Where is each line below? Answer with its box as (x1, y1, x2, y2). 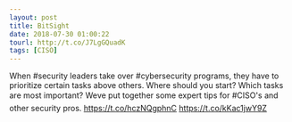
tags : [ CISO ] (9, 46, 58, 55)
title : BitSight (9, 21, 70, 30)
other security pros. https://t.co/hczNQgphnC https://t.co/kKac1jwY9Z (9, 103, 268, 114)
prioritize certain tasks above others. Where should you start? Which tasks (9, 80, 284, 91)
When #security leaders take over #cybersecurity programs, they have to (9, 70, 279, 81)
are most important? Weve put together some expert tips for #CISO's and (9, 90, 279, 101)
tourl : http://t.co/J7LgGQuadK (9, 37, 126, 47)
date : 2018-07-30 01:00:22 (9, 29, 110, 38)
